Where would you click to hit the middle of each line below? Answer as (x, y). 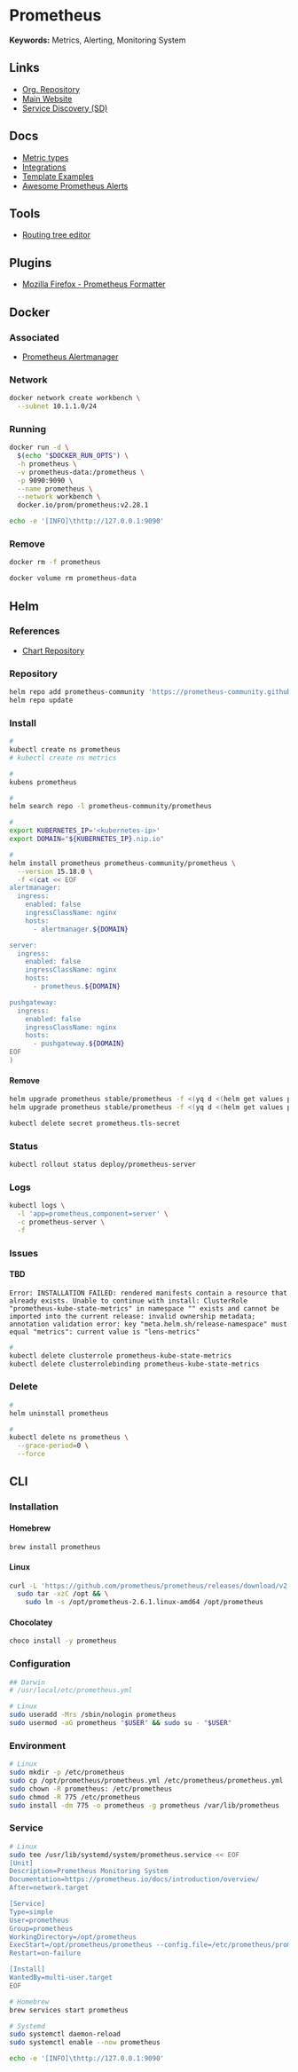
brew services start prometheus (69, 2010)
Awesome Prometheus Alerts (75, 185)
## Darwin (27, 1682)
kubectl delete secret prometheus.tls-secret (94, 1123)
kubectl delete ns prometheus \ (69, 1438)
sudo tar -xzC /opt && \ (63, 1594)
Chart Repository (53, 650)
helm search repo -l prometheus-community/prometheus (111, 807)
